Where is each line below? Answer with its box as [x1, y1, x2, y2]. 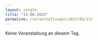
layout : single [5, 7, 37, 12]
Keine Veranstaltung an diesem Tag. [5, 30, 80, 36]
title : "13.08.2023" [5, 12, 49, 17]
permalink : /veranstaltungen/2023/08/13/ [5, 16, 93, 21]
